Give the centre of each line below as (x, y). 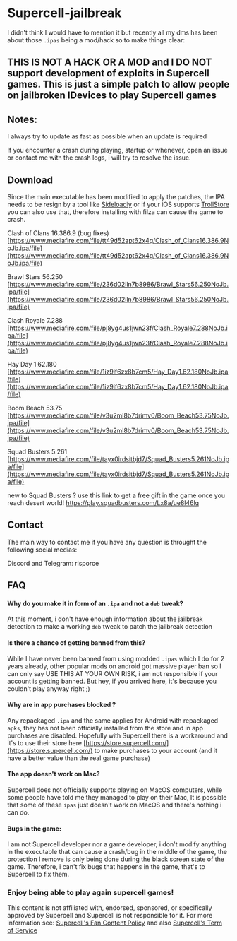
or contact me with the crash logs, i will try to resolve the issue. (99, 158)
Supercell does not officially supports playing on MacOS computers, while (115, 790)
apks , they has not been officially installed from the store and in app (105, 728)
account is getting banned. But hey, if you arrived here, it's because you (112, 681)
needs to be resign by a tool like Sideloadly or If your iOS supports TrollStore (119, 204)
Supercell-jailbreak (65, 13)
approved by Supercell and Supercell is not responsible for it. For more (110, 916)
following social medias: (42, 550)
